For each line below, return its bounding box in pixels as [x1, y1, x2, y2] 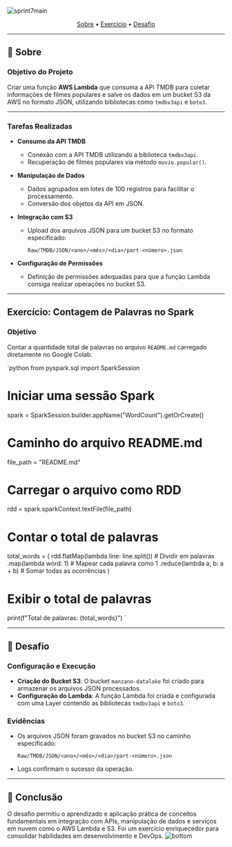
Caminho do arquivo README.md [7, 435, 203, 450]
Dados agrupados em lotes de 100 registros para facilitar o [27, 184, 195, 193]
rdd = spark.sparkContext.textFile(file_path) [7, 505, 132, 513]
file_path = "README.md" [7, 457, 81, 466]
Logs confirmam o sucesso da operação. [17, 765, 135, 773]
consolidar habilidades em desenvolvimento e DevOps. [7, 832, 164, 840]
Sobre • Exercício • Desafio [77, 20, 155, 28]
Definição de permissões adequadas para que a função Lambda [27, 272, 211, 280]
